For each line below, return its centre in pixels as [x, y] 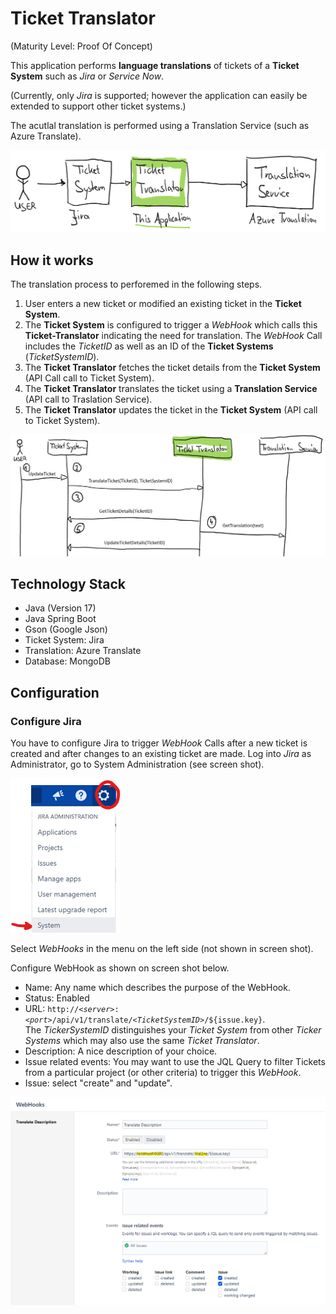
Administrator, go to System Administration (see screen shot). [137, 764]
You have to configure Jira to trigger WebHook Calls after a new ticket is [159, 743]
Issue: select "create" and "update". [98, 1083]
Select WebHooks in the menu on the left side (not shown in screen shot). [162, 949]
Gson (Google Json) [66, 629]
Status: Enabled [57, 998]
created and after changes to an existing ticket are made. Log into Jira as [161, 754]
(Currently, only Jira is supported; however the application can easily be [159, 95]
